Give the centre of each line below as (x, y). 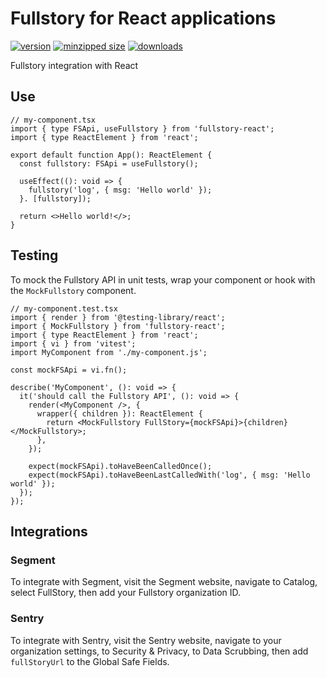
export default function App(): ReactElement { (111, 155)
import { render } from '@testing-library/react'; (118, 317)
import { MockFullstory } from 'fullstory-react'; (118, 326)
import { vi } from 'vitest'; (73, 343)
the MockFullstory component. (73, 290)
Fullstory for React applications (143, 18)
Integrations (49, 531)
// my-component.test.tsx (64, 308)
